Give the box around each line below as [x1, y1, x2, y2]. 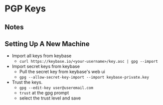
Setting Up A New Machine [4, 39, 90, 48]
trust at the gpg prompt [19, 90, 69, 96]
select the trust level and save [19, 95, 81, 101]
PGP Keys [4, 3, 46, 14]
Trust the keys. [11, 79, 43, 85]
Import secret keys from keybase [11, 63, 80, 70]
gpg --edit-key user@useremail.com [19, 86, 93, 91]
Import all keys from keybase [11, 53, 72, 59]
